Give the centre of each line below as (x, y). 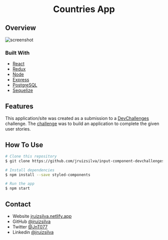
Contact (18, 204)
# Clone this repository (31, 156)
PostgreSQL (25, 85)
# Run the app (20, 184)
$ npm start (17, 189)
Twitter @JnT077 (30, 226)
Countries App (84, 9)
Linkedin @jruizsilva (33, 232)
